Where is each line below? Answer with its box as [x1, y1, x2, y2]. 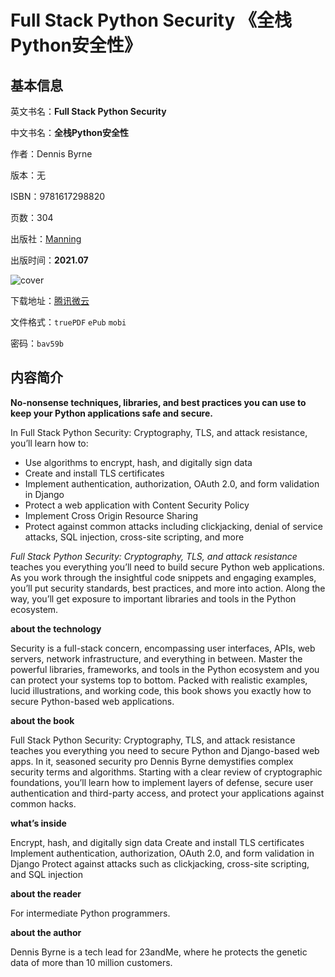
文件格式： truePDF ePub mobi [10, 316, 127, 328]
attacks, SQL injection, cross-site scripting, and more [24, 531, 245, 543]
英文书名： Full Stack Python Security [10, 106, 167, 117]
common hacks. [10, 797, 77, 810]
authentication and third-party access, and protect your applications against [10, 787, 325, 799]
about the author [10, 926, 82, 938]
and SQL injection [10, 868, 84, 880]
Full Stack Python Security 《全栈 [10, 9, 292, 32]
